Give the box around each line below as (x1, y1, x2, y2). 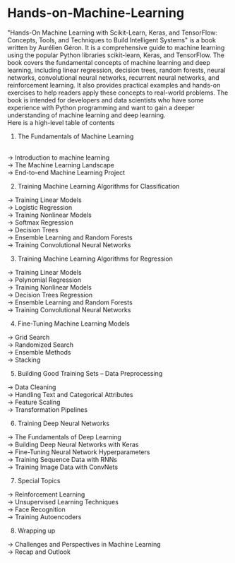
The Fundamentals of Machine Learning (17, 132, 134, 141)
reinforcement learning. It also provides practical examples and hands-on (7, 81, 221, 89)
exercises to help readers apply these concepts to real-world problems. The (7, 88, 229, 97)
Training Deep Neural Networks (17, 419, 110, 427)
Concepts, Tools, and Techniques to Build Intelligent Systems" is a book (7, 35, 217, 44)
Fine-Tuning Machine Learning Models (17, 319, 131, 328)
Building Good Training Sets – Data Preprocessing (17, 369, 163, 377)
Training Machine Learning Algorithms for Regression (17, 254, 173, 263)
